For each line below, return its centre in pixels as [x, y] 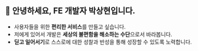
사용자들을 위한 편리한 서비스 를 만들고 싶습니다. [70, 27]
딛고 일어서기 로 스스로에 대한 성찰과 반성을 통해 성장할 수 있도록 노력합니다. [103, 42]
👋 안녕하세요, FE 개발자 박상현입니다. [70, 11]
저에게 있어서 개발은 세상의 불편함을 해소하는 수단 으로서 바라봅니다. [93, 34]
